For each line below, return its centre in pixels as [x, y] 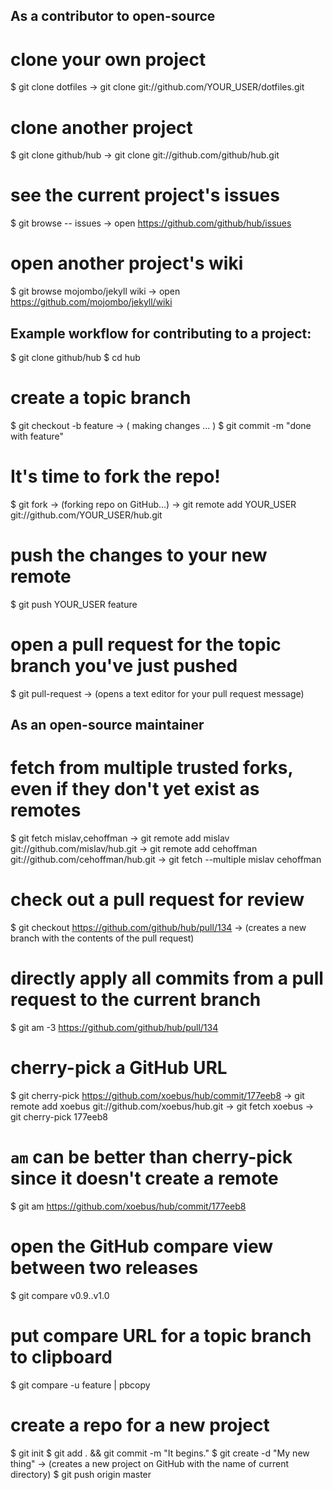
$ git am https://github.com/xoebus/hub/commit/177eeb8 [128, 1206]
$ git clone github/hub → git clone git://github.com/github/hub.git [145, 155]
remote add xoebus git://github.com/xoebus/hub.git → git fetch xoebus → [162, 1106]
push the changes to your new [139, 555]
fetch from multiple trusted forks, [152, 768]
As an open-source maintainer [107, 725]
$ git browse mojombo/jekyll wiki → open [95, 291]
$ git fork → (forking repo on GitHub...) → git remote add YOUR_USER [153, 504]
